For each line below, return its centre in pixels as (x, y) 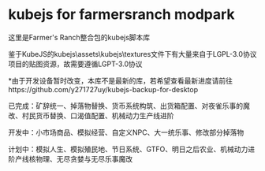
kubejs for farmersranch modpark (121, 15)
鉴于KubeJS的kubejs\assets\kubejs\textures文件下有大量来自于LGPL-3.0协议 (132, 54)
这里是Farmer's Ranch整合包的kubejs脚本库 (79, 37)
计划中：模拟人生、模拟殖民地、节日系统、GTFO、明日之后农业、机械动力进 (132, 149)
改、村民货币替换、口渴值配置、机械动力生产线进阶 (91, 115)
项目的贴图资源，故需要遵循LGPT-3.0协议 (76, 64)
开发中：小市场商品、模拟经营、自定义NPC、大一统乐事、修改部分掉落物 (126, 132)
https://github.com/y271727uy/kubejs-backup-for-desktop (103, 89)
